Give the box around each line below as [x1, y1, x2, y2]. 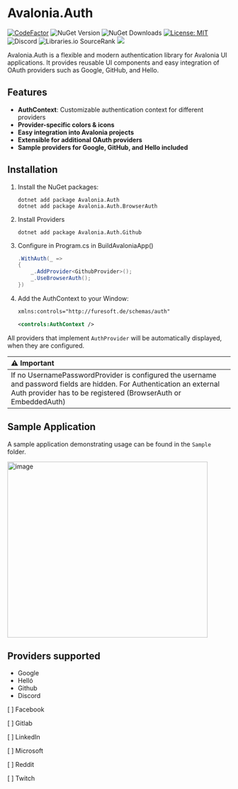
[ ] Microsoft [7, 746, 44, 755]
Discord [17, 692, 41, 700]
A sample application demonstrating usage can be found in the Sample [7, 439, 211, 449]
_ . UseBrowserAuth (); [30, 275, 91, 282]
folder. [7, 447, 26, 456]
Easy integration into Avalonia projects [17, 128, 135, 136]
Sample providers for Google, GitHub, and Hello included [17, 143, 188, 151]
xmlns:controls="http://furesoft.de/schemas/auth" [17, 308, 171, 315]
